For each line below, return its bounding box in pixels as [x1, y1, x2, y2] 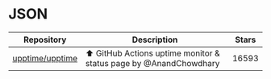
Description [131, 34, 178, 45]
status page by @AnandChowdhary [85, 57, 220, 69]
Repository [23, 34, 67, 45]
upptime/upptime [12, 52, 78, 64]
